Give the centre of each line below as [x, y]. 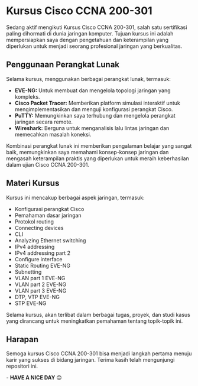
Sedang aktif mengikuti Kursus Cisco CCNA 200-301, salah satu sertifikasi [97, 27]
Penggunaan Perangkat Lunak [63, 65]
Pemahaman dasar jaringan [48, 215]
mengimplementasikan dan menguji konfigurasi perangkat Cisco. [94, 109]
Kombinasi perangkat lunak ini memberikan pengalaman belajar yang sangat [99, 145]
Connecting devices [39, 228]
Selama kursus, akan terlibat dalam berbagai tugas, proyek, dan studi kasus [98, 314]
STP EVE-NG [30, 303]
